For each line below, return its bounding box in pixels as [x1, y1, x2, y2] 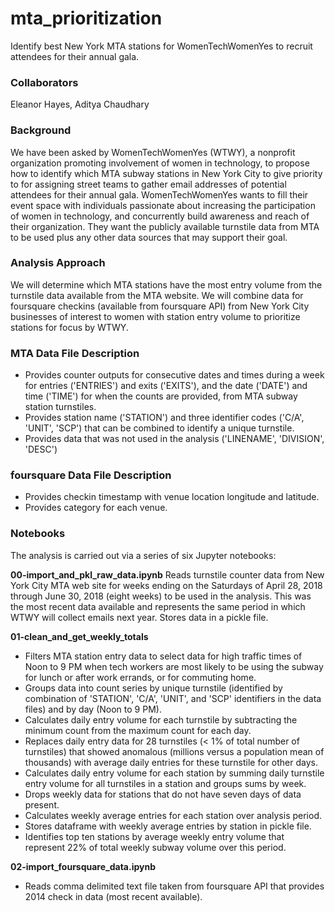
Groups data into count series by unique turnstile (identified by [24, 682, 283, 694]
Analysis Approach [10, 256, 106, 270]
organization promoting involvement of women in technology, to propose [10, 157, 310, 169]
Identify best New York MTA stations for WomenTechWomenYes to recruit [10, 40, 313, 52]
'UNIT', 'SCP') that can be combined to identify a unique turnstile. [24, 422, 295, 434]
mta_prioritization [10, 7, 163, 30]
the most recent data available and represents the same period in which [10, 600, 306, 612]
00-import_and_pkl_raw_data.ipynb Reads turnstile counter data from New [10, 568, 325, 581]
